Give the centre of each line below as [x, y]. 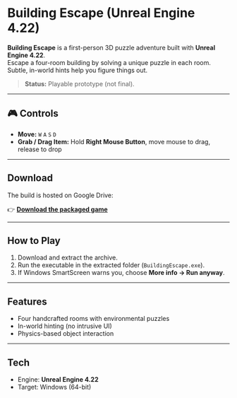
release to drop [39, 149]
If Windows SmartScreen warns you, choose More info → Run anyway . [121, 273]
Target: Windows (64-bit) [54, 387]
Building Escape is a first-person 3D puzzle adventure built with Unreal [111, 47]
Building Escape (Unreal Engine [101, 13]
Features [27, 302]
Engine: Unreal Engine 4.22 [58, 379]
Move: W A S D [37, 134]
